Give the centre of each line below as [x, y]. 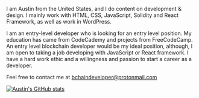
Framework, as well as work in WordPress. [59, 21]
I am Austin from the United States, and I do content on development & [94, 9]
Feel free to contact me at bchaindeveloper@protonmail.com [82, 77]
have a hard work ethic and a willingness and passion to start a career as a [99, 59]
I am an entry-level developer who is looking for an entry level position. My [99, 33]
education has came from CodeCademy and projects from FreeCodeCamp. [99, 40]
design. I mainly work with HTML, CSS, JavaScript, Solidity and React [93, 15]
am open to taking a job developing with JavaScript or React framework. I [97, 53]
